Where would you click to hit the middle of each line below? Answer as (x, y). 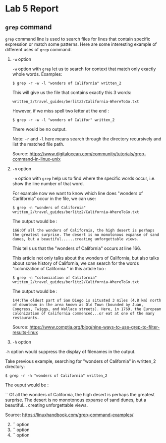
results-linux (25, 332)
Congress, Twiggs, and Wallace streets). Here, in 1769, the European (87, 309)
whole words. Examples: (37, 74)
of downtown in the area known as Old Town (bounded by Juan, (78, 305)
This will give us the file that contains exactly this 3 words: (72, 92)
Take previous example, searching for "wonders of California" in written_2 (81, 361)
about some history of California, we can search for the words (76, 263)
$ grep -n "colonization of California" (55, 278)
